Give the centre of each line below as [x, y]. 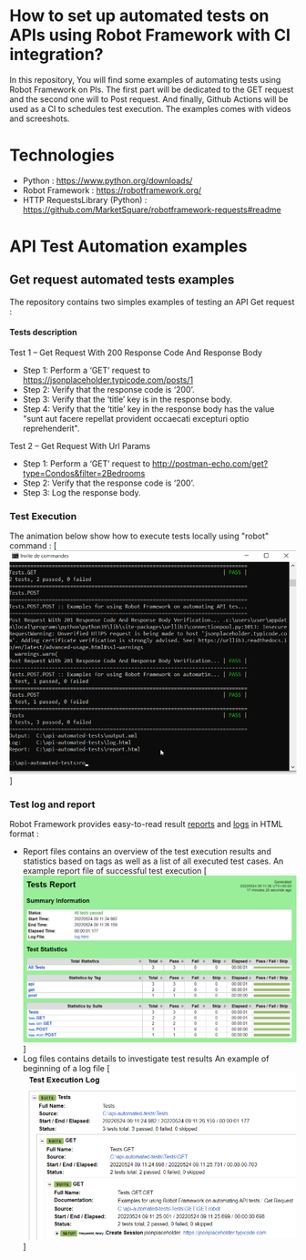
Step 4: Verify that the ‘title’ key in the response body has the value [148, 409]
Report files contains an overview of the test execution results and [147, 852]
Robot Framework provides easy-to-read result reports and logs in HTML [147, 825]
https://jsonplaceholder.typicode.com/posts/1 [108, 380]
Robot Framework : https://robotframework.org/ [112, 190]
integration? [56, 55]
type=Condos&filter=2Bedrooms [84, 474]
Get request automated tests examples [122, 280]
